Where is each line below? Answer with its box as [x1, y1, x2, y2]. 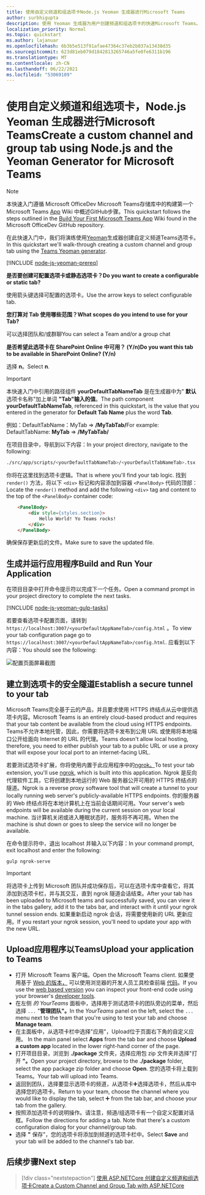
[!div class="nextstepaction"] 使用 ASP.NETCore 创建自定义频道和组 [21, 1174, 194, 1182]
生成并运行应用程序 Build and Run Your [6, 558, 153, 569]
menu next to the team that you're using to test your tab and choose [15, 1014, 187, 1021]
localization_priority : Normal [6, 26, 86, 32]
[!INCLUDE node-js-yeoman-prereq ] [6, 259, 99, 267]
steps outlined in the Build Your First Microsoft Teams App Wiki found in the [6, 215, 197, 222]
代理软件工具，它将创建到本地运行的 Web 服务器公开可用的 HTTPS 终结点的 [6, 776, 197, 784]
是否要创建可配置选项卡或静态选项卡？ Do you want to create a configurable [6, 272, 199, 279]
